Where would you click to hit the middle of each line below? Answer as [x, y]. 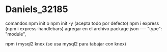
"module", [16, 34]
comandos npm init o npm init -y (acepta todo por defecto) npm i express [82, 23]
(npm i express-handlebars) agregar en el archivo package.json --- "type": [84, 28]
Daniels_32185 [37, 9]
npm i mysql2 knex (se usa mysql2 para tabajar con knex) [66, 43]
